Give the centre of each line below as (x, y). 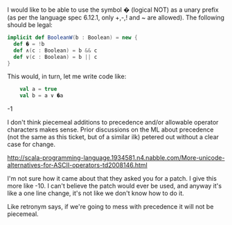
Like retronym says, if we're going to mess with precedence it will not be (110, 207)
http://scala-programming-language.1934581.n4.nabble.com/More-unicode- (116, 158)
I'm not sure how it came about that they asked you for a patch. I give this (112, 179)
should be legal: (30, 25)
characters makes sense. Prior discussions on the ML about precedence (110, 129)
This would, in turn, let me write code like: (67, 76)
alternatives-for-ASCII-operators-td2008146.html (77, 165)
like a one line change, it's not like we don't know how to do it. (96, 193)
